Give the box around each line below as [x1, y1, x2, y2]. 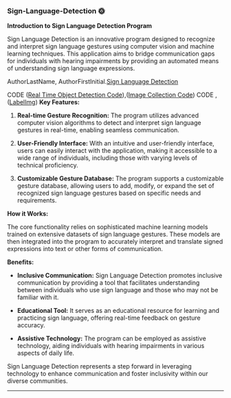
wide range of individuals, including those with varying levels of [16, 154, 198, 162]
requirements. [16, 196, 57, 204]
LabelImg [9, 98, 36, 106]
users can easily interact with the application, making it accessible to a [16, 147, 218, 155]
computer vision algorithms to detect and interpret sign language [16, 119, 201, 127]
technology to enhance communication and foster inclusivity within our [7, 370, 208, 378]
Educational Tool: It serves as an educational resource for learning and [16, 307, 220, 315]
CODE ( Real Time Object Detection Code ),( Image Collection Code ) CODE [7, 91, 214, 99]
